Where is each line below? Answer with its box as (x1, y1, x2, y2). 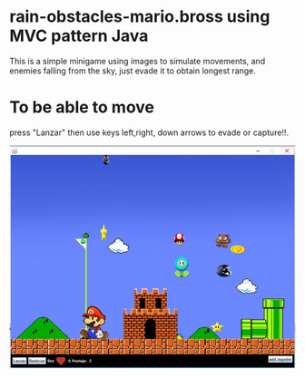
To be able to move (9, 97, 155, 118)
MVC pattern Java (9, 25, 149, 46)
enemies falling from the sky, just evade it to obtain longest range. (9, 65, 257, 76)
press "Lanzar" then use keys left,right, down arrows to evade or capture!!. (9, 127, 289, 138)
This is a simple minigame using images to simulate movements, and (9, 55, 266, 66)
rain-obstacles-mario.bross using (9, 6, 271, 27)
